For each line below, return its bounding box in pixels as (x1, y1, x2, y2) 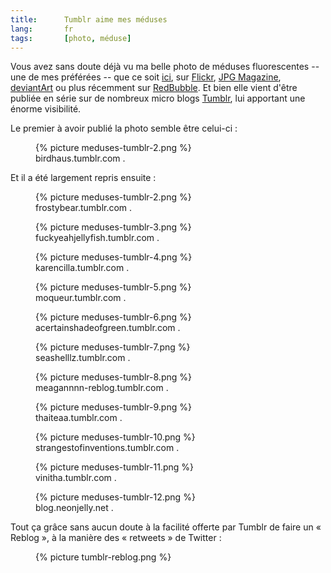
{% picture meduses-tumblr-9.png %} (35, 401, 192, 413)
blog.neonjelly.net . (35, 502, 114, 514)
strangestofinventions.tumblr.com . (35, 442, 180, 454)
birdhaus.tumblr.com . (35, 152, 126, 165)
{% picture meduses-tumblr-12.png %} (35, 491, 196, 503)
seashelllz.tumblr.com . (35, 352, 131, 364)
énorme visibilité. (10, 103, 82, 115)
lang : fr (10, 24, 74, 34)
